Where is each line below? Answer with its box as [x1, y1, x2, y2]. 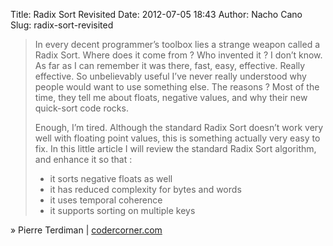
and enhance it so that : [34, 154, 133, 165]
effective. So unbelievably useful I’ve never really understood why [34, 70, 307, 82]
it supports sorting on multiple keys [49, 205, 196, 216]
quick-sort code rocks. [34, 102, 129, 114]
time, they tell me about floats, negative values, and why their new [34, 92, 308, 103]
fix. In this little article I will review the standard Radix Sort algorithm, [34, 143, 317, 154]
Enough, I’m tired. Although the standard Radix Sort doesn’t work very [34, 122, 324, 133]
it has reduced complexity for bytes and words [49, 184, 242, 195]
